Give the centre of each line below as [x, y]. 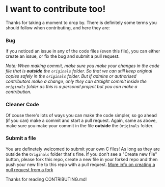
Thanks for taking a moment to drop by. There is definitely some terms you [81, 23]
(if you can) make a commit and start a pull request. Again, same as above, [81, 120]
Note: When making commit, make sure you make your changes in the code [82, 66]
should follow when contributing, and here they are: [58, 27]
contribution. [18, 92]
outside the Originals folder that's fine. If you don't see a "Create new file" [82, 154]
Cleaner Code [22, 105]
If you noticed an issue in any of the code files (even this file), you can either [83, 51]
